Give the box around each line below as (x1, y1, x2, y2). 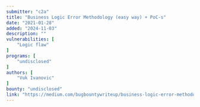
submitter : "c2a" (6, 8, 49, 15)
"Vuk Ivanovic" (17, 75, 55, 81)
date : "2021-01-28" (6, 20, 55, 26)
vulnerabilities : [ (6, 36, 55, 42)
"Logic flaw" (17, 42, 49, 48)
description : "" (6, 31, 46, 37)
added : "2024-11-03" (6, 25, 58, 32)
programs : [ (6, 53, 36, 59)
